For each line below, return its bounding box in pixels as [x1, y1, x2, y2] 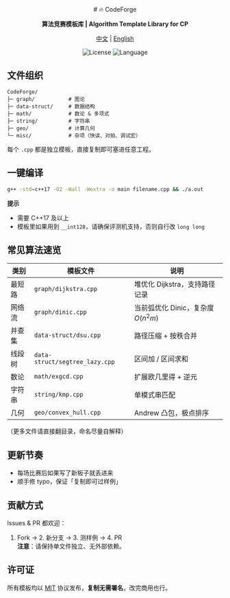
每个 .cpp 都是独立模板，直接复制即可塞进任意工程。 [7, 145, 155, 153]
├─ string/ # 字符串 [7, 117, 90, 124]
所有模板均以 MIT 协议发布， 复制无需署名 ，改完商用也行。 [7, 584, 172, 592]
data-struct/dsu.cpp [34, 332, 101, 339]
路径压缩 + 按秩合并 [133, 331, 197, 341]
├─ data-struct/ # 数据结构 [7, 103, 96, 110]
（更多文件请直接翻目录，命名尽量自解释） [7, 427, 127, 435]
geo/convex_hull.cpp [34, 409, 101, 417]
